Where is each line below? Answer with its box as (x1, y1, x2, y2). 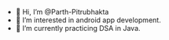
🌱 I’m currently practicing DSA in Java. (15, 24, 141, 32)
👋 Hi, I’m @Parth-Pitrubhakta (15, 8, 109, 16)
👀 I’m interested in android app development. (15, 15, 161, 25)
